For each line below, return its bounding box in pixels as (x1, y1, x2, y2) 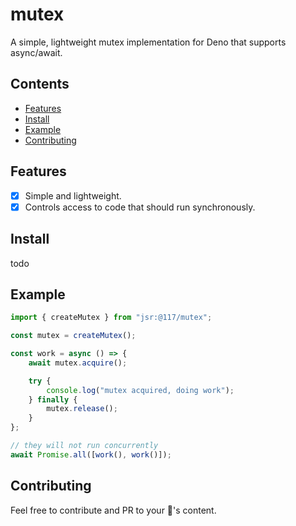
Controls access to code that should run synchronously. (24, 201, 256, 213)
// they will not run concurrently (10, 441, 159, 451)
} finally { (28, 394, 78, 405)
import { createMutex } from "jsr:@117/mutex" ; (10, 313, 213, 323)
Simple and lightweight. (24, 189, 122, 202)
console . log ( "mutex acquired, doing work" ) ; (46, 385, 235, 395)
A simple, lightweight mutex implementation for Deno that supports (10, 36, 287, 48)
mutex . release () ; (46, 404, 118, 414)
